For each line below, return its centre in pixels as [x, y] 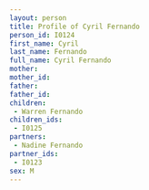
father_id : [30, 94]
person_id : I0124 [42, 35]
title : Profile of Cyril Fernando [75, 26]
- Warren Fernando [48, 111]
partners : [28, 137]
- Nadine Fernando [48, 145]
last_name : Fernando [49, 52]
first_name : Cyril [44, 43]
